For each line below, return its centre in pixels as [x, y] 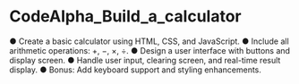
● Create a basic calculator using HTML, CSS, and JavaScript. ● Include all [149, 41]
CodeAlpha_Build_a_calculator [125, 17]
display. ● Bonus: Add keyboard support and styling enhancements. [136, 70]
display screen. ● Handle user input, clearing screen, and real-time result [145, 60]
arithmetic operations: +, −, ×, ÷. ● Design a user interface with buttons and [150, 50]
